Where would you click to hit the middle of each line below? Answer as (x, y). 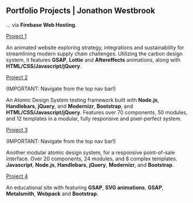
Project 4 (17, 176)
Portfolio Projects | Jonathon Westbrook (81, 11)
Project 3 (17, 129)
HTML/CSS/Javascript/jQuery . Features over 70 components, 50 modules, (97, 112)
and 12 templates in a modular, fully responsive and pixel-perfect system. (94, 118)
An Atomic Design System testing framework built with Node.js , (83, 100)
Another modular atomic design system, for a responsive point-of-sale (90, 152)
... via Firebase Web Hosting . (41, 24)
